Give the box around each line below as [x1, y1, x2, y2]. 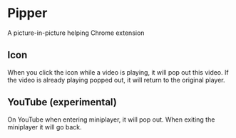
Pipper [7, 5, 48, 21]
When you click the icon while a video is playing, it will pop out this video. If [7, 68, 230, 76]
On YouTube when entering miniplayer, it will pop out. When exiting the [7, 115, 215, 124]
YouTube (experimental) [7, 96, 118, 108]
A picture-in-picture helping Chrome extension [7, 28, 145, 37]
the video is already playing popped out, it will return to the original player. [7, 75, 225, 84]
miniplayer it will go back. [7, 122, 82, 131]
